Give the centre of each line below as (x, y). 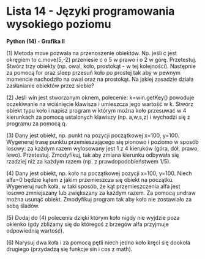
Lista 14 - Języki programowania (91, 11)
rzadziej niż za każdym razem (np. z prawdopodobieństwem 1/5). (89, 161)
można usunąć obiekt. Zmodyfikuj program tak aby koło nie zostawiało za (99, 199)
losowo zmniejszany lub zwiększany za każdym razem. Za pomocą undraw (101, 193)
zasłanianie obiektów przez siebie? (50, 85)
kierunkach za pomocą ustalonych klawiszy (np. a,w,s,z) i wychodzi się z (99, 117)
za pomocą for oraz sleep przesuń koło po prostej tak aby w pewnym (94, 72)
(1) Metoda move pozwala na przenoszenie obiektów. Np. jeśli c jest (92, 53)
